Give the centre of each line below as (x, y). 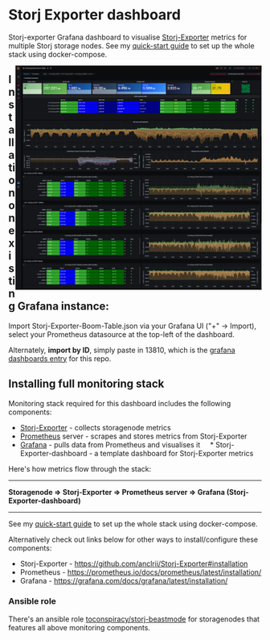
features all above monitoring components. (80, 627)
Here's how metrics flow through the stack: (80, 468)
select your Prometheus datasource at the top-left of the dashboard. (121, 334)
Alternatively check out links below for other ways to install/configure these (133, 539)
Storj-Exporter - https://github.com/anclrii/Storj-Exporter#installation (134, 563)
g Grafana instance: (59, 307)
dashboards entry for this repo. (60, 358)
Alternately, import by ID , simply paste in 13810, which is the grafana (122, 350)
